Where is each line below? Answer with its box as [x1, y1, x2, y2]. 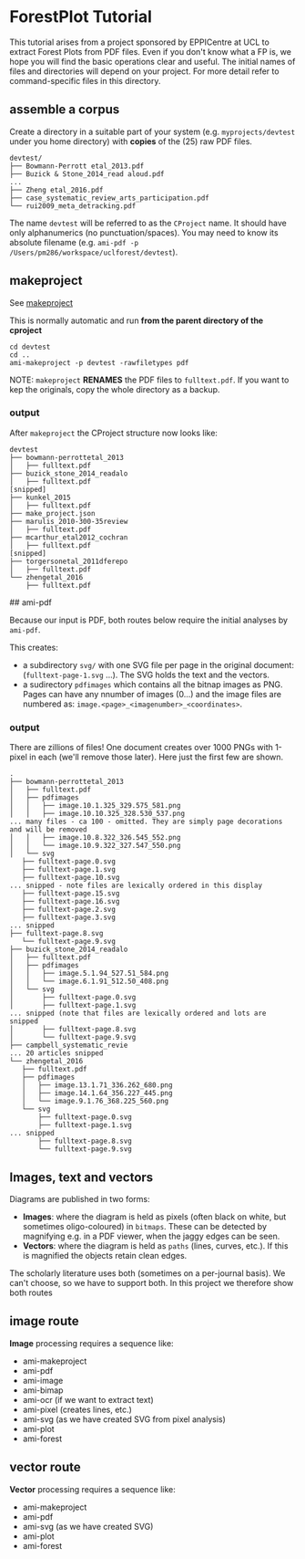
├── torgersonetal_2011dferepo [9, 557, 128, 566]
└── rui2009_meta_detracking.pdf [9, 201, 137, 211]
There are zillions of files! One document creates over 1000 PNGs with [9, 742, 273, 753]
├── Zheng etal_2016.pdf [9, 185, 104, 194]
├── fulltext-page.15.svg [21, 889, 120, 898]
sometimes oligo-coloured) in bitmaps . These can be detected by [22, 1220, 267, 1231]
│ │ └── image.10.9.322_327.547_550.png [9, 842, 181, 851]
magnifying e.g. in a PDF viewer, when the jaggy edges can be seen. [22, 1230, 280, 1241]
